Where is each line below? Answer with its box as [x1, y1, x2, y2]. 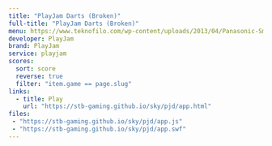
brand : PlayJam [8, 42, 60, 50]
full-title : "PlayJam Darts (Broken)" [8, 19, 139, 28]
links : [8, 87, 31, 96]
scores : [8, 58, 35, 66]
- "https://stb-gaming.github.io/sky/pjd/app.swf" [11, 125, 186, 133]
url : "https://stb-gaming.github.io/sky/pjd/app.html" [23, 102, 212, 110]
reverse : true [15, 72, 63, 80]
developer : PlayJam [8, 34, 74, 43]
